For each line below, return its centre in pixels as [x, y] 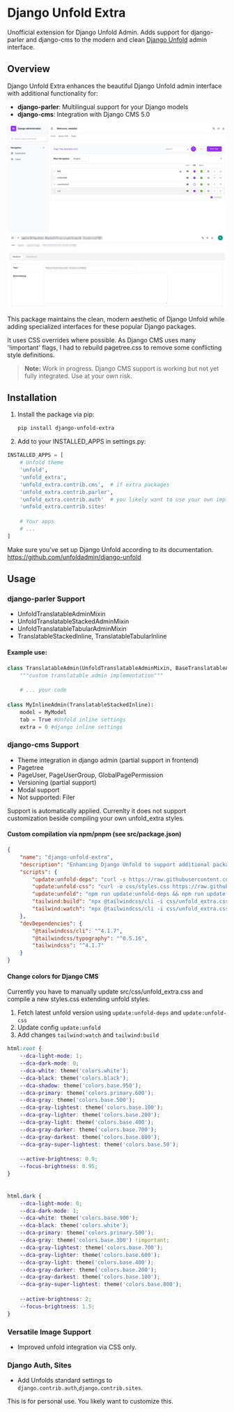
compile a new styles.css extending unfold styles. [79, 999]
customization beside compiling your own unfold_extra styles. [96, 818]
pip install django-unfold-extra [66, 428]
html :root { [24, 1049]
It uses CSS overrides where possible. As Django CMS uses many [102, 340]
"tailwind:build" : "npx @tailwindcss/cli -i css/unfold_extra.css [131, 902]
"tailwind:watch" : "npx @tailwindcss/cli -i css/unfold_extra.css [131, 909]
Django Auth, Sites [39, 1365]
